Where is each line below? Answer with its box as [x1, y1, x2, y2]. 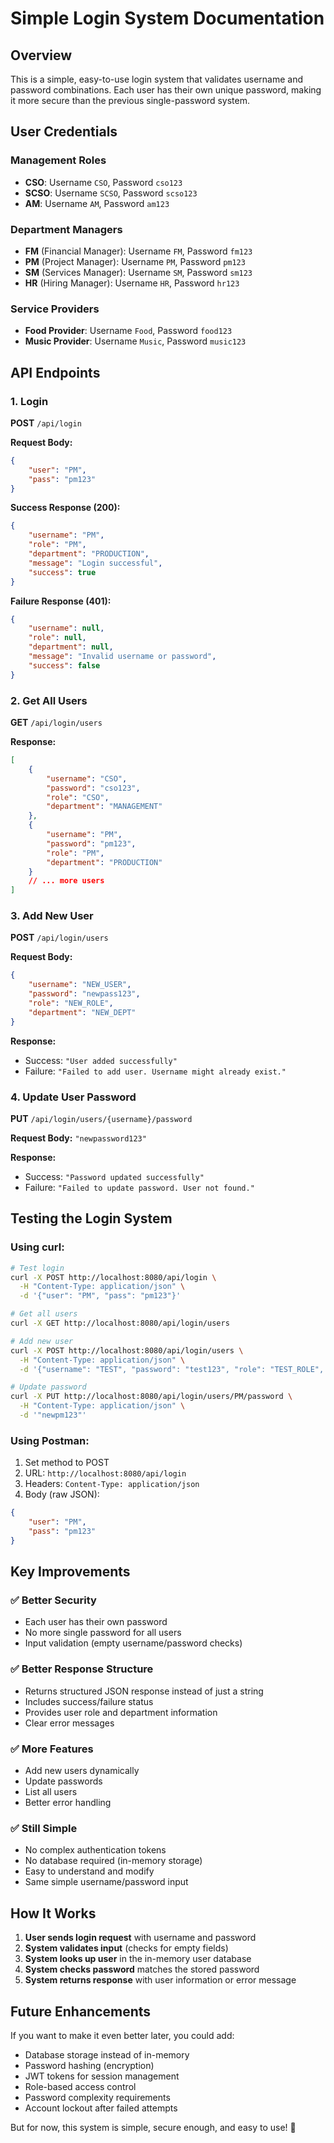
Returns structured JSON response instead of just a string [24, 1685, 264, 1697]
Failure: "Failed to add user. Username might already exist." [24, 1065, 287, 1077]
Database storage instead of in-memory [24, 2048, 190, 2061]
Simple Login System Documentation [10, 7, 325, 30]
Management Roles [10, 153, 107, 167]
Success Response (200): [10, 502, 121, 514]
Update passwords [24, 1775, 103, 1787]
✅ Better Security [10, 1593, 97, 1607]
